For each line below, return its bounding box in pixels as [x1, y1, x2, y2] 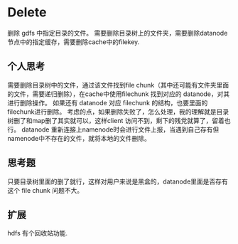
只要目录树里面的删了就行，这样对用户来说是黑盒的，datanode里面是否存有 [7, 177, 229, 186]
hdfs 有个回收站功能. [7, 229, 68, 238]
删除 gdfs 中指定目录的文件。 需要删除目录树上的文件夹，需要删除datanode [7, 28, 228, 37]
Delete [7, 4, 47, 21]
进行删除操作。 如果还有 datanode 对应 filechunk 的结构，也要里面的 [7, 98, 208, 107]
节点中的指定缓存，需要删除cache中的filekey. [7, 37, 140, 46]
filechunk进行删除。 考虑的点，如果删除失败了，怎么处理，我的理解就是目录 [7, 107, 229, 116]
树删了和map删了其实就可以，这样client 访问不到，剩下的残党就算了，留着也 [7, 116, 231, 124]
